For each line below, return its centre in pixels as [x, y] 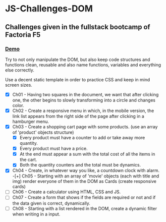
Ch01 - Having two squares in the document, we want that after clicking [85, 94]
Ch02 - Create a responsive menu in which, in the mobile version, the [83, 111]
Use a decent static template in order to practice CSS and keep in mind [78, 79]
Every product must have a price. [54, 149]
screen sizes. [19, 85]
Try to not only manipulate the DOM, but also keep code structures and [78, 59]
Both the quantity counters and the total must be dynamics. [80, 165]
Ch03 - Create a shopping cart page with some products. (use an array [85, 127]
